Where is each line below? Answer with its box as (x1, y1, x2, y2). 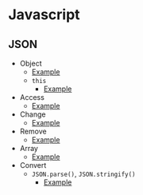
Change (19, 109, 46, 119)
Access (19, 93, 45, 101)
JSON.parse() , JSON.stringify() (31, 169, 137, 178)
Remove (19, 126, 47, 136)
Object (19, 58, 42, 68)
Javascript (8, 6, 81, 24)
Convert (19, 161, 47, 169)
